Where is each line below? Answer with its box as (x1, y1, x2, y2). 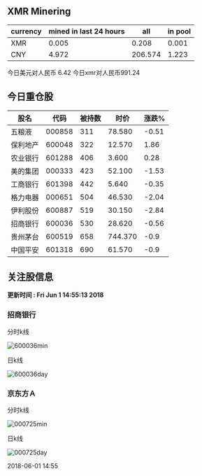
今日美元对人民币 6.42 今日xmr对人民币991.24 (7, 68, 140, 76)
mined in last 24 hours (48, 26, 125, 36)
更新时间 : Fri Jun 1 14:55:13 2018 (7, 290, 104, 300)
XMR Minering (7, 6, 71, 17)
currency (10, 26, 42, 36)
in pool (167, 26, 191, 36)
